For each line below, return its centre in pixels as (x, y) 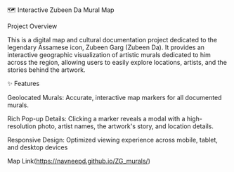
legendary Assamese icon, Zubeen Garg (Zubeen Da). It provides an (106, 47)
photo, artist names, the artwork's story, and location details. (126, 126)
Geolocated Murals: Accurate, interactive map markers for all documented (115, 98)
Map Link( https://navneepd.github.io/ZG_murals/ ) (79, 161)
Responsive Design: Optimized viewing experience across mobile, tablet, (112, 140)
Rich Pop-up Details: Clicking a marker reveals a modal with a (96, 119)
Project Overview (32, 26)
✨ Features (24, 84)
